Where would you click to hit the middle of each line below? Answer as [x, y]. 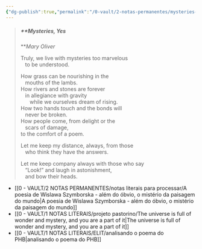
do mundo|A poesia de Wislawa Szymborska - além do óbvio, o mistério [104, 201]
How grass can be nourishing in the [65, 76]
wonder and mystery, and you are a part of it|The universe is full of [97, 220]
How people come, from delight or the [68, 121]
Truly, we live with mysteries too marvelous [74, 58]
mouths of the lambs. [51, 83]
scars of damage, [47, 127]
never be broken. [46, 115]
